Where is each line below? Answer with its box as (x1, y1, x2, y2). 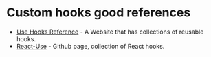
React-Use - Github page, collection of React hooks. (16, 42, 165, 50)
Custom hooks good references (6, 5, 191, 21)
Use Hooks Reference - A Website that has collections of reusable (16, 27, 204, 36)
